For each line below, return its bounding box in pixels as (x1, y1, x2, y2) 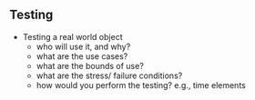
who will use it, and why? (36, 41, 131, 52)
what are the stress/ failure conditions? (36, 70, 183, 81)
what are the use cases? (36, 50, 128, 62)
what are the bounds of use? (36, 60, 144, 71)
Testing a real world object (22, 31, 123, 42)
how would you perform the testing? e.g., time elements (36, 79, 246, 90)
